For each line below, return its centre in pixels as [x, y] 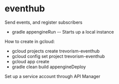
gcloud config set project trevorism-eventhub [58, 56]
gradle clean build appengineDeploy [49, 67]
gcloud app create [30, 61]
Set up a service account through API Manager [53, 76]
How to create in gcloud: [30, 41]
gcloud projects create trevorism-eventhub [56, 51]
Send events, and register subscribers [44, 22]
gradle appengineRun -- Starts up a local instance [63, 32]
